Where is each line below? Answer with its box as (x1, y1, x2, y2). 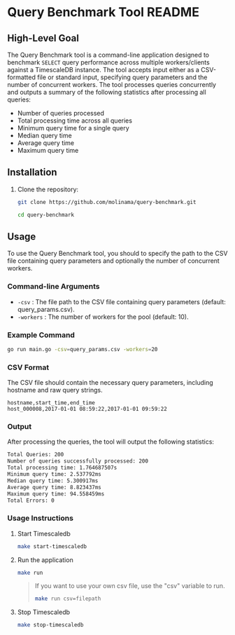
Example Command (7, 330, 76, 340)
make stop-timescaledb (17, 622, 84, 629)
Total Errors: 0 (7, 497, 55, 504)
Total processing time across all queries (17, 116, 133, 125)
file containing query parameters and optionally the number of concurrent (7, 257, 220, 265)
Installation (7, 166, 57, 179)
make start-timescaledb (17, 542, 87, 550)
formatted (7, 73, 36, 81)
